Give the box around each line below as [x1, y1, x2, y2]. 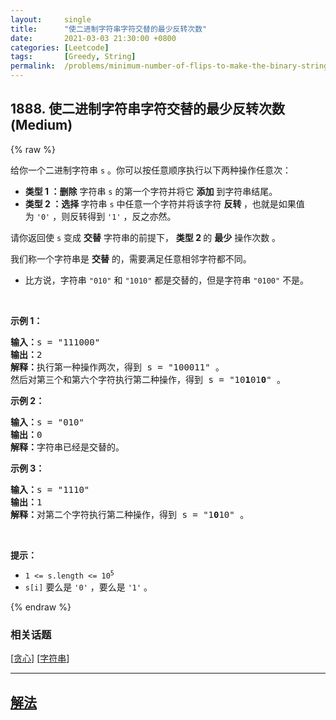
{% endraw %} [10, 601, 72, 613]
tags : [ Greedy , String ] [10, 52, 137, 62]
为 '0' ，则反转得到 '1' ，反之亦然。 [24, 210, 177, 222]
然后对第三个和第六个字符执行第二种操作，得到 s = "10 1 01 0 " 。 [10, 374, 287, 385]
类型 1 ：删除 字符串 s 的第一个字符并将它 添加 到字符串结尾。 [24, 185, 278, 197]
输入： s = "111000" [10, 336, 101, 348]
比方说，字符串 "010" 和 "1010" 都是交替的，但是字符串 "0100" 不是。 [24, 274, 310, 286]
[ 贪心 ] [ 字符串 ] [10, 652, 70, 665]
